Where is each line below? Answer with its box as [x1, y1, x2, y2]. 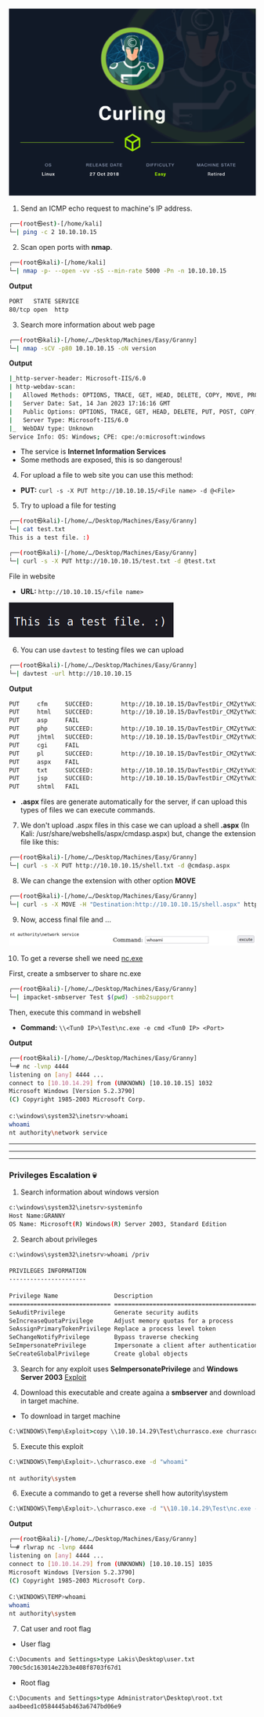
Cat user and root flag [20, 1624, 92, 1634]
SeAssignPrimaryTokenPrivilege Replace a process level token [9, 1325, 216, 1333]
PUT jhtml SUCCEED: [9, 733, 93, 741]
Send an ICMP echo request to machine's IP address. [20, 204, 193, 213]
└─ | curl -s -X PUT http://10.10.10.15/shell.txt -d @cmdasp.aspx [9, 862, 230, 870]
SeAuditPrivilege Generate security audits [9, 1308, 199, 1316]
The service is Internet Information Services [20, 447, 167, 457]
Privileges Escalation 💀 [9, 1169, 97, 1180]
